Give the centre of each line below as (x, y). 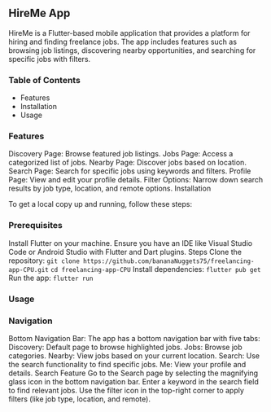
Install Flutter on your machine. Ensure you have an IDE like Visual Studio (131, 243)
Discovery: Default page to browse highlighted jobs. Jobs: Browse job (125, 347)
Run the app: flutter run (51, 278)
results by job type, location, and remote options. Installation (110, 188)
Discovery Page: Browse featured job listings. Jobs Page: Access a (121, 154)
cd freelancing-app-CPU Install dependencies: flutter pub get (155, 269)
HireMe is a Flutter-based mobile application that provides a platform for (129, 33)
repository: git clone (44, 261)
